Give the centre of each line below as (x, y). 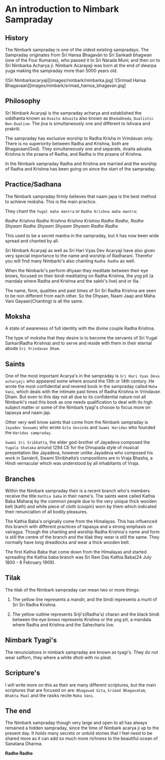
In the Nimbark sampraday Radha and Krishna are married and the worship (81, 164)
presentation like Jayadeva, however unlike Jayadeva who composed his (79, 453)
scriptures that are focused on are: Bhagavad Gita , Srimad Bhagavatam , (76, 690)
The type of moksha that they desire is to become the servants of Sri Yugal (81, 338)
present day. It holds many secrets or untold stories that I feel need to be (79, 733)
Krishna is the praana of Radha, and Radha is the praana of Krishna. (74, 154)
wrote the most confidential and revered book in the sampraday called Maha (81, 386)
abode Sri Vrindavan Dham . (33, 348)
